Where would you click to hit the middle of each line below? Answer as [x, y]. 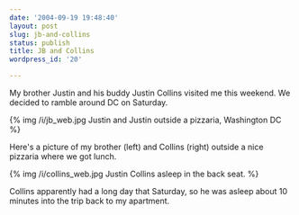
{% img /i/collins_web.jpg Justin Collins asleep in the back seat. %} [134, 174]
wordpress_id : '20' [46, 59]
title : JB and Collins [52, 51]
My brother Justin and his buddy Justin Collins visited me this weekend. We [150, 93]
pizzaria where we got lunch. [63, 157]
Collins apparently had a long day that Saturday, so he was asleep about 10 [149, 191]
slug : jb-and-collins [50, 34]
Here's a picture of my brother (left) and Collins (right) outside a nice [136, 147]
